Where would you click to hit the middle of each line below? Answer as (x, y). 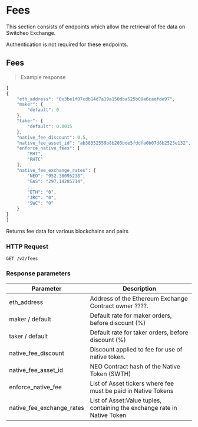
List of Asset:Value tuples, (126, 400)
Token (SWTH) (110, 374)
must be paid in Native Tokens (132, 391)
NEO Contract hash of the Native (135, 367)
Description (139, 289)
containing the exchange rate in (133, 408)
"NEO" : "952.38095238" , (56, 176)
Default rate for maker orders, (131, 315)
